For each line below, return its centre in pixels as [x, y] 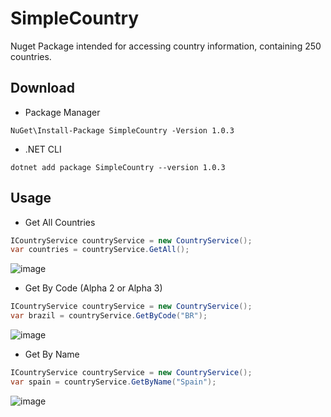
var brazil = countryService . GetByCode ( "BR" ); [109, 316]
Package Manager [62, 112]
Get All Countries [60, 222]
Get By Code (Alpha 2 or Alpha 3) [93, 288]
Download [42, 88]
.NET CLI [43, 149]
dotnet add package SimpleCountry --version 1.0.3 [118, 167]
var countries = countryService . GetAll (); [100, 250]
